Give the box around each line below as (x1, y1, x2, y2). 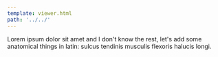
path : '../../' (7, 16, 51, 23)
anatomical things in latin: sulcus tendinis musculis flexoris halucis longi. (7, 42, 212, 50)
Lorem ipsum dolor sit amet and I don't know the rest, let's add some (7, 35, 202, 43)
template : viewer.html (7, 9, 72, 17)
